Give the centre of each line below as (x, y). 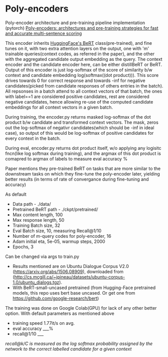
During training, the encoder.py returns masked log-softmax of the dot (78, 117)
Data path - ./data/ (32, 204)
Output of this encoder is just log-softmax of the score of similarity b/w (79, 70)
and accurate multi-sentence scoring (44, 33)
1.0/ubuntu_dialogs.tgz (36, 282)
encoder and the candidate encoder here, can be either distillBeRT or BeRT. (84, 64)
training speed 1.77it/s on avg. (44, 323)
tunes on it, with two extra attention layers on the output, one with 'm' (77, 48)
